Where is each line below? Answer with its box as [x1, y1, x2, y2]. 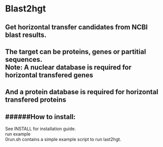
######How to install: [5, 113, 76, 121]
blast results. [5, 30, 47, 39]
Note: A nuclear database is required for [5, 63, 132, 71]
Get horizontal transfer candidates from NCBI [5, 23, 148, 31]
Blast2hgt [5, 3, 46, 14]
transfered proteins [5, 96, 66, 104]
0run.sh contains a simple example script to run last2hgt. [5, 137, 121, 143]
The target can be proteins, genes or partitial [5, 47, 146, 56]
